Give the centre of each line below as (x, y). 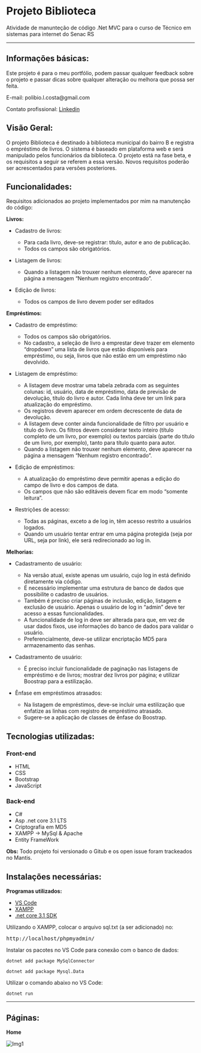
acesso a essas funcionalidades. (64, 614)
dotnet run (20, 994)
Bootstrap (27, 779)
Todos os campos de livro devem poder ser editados (89, 302)
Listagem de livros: (38, 261)
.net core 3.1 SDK (36, 916)
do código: (19, 208)
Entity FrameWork (37, 840)
